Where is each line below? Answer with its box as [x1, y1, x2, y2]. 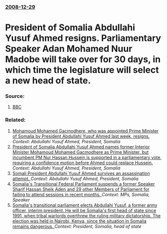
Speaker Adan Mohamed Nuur [5, 43, 133, 54]
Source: [5, 93, 25, 100]
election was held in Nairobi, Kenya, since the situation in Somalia [12, 218, 147, 224]
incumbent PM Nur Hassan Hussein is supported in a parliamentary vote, [12, 154, 162, 160]
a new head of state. [5, 75, 91, 86]
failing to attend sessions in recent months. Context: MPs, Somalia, [12, 191, 150, 198]
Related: [5, 116, 26, 123]
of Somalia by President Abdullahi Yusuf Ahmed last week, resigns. [12, 133, 150, 139]
